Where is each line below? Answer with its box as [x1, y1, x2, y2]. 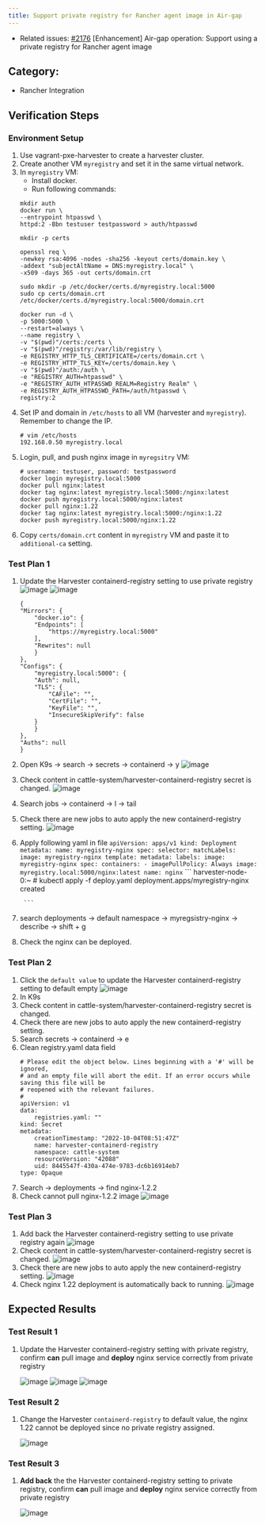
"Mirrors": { [19, 607, 63, 615]
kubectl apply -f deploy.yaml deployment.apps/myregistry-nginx [39, 876, 249, 885]
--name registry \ [19, 331, 81, 339]
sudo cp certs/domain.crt [19, 290, 105, 298]
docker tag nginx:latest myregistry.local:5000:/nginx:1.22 [19, 509, 222, 518]
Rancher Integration [19, 86, 85, 95]
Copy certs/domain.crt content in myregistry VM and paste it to [19, 531, 229, 540]
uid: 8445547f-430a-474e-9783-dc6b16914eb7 [34, 1162, 180, 1170]
